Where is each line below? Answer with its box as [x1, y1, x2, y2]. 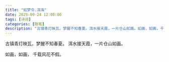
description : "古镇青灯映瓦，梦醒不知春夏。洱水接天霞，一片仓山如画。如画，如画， [5, 26, 160, 31]
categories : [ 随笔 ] [5, 21, 45, 27]
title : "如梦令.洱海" [5, 7, 47, 13]
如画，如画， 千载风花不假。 [5, 51, 64, 57]
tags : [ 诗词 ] [5, 17, 31, 22]
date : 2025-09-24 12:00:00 [5, 12, 62, 17]
